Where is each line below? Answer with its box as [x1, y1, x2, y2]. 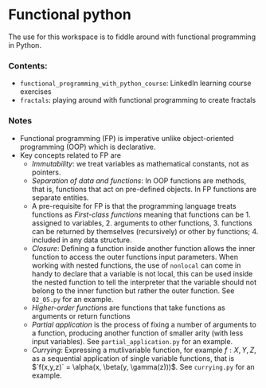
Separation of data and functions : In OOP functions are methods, [31, 175, 247, 185]
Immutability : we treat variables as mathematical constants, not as [31, 159, 249, 168]
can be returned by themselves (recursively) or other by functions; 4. [31, 226, 259, 236]
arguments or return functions [31, 311, 131, 320]
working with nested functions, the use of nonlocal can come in [31, 261, 241, 270]
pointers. [31, 167, 61, 177]
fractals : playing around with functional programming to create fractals [19, 96, 256, 105]
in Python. [8, 40, 42, 49]
